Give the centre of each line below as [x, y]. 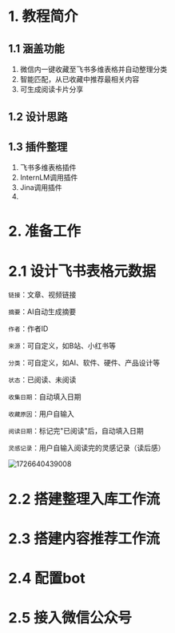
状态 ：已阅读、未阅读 [42, 380]
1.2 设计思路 [38, 117]
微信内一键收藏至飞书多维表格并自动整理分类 [93, 69]
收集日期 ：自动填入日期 [45, 397]
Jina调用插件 [41, 187]
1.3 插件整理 [38, 146]
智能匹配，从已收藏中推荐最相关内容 [80, 79]
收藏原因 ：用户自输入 [41, 414]
